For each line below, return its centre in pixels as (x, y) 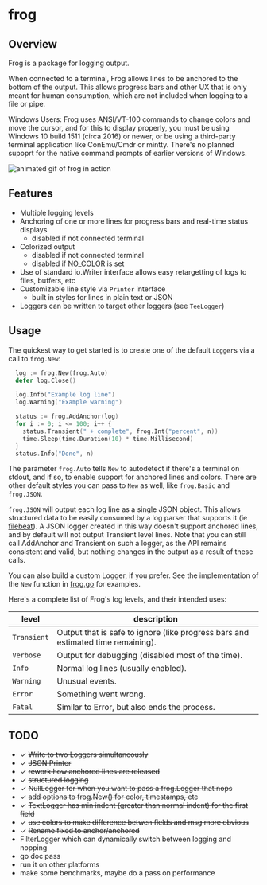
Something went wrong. (101, 694)
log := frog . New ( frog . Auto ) (62, 373)
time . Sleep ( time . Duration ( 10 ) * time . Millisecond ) (108, 439)
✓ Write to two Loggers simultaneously (84, 754)
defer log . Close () (46, 380)
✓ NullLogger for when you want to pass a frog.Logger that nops (126, 789)
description (156, 619)
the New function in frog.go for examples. (74, 584)
